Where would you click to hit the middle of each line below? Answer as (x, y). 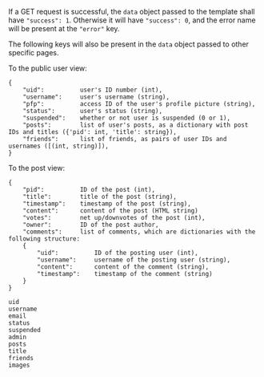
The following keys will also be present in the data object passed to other (129, 44)
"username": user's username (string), (96, 97)
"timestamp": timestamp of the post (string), (107, 204)
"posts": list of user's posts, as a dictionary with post (136, 125)
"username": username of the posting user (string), (134, 260)
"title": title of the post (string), (100, 197)
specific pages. (34, 53)
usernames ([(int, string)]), (59, 146)
